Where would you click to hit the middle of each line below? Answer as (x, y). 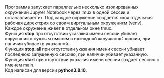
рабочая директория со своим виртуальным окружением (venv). (74, 23)
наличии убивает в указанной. (37, 44)
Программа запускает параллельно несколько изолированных (72, 7)
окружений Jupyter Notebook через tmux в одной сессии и (67, 12)
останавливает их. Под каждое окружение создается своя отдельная (79, 18)
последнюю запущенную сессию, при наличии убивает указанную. (77, 54)
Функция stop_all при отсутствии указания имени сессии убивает (75, 49)
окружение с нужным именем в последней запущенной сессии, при (78, 39)
